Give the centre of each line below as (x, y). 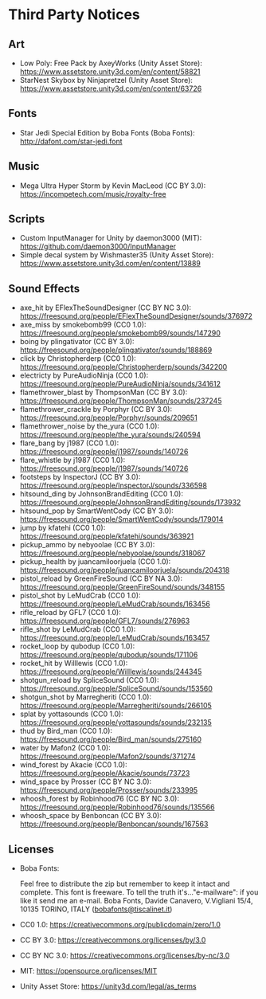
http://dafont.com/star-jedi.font (71, 141)
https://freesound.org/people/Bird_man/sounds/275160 (110, 739)
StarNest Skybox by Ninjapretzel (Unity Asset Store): (106, 80)
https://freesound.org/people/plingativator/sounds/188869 (116, 350)
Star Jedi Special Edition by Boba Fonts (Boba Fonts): (107, 132)
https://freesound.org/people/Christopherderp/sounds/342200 (123, 367)
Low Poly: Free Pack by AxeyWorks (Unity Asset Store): (111, 63)
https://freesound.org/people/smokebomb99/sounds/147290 (120, 333)
